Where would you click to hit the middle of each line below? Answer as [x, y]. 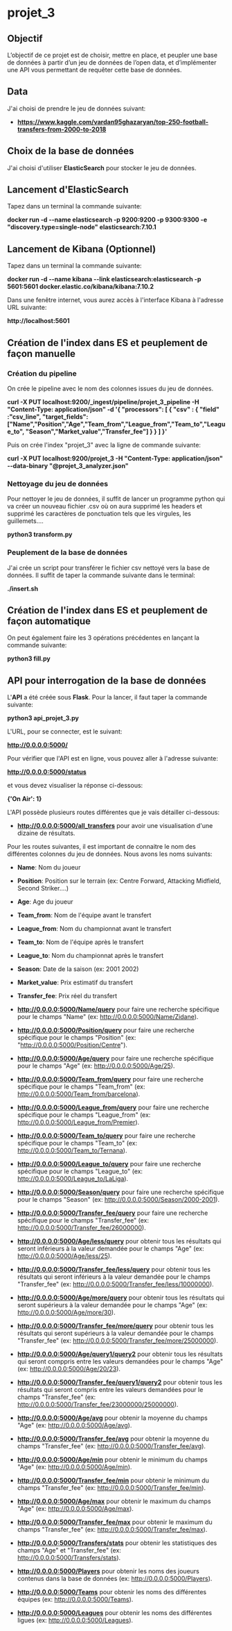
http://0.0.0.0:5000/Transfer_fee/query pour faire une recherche [113, 1213]
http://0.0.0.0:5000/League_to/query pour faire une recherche [109, 1164]
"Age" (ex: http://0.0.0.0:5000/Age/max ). [75, 1509]
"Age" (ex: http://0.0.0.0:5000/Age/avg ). [74, 1425]
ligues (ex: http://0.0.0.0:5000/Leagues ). [75, 1621]
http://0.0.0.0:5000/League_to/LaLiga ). [73, 1179]
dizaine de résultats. [46, 833]
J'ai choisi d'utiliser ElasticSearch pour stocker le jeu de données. [102, 167]
